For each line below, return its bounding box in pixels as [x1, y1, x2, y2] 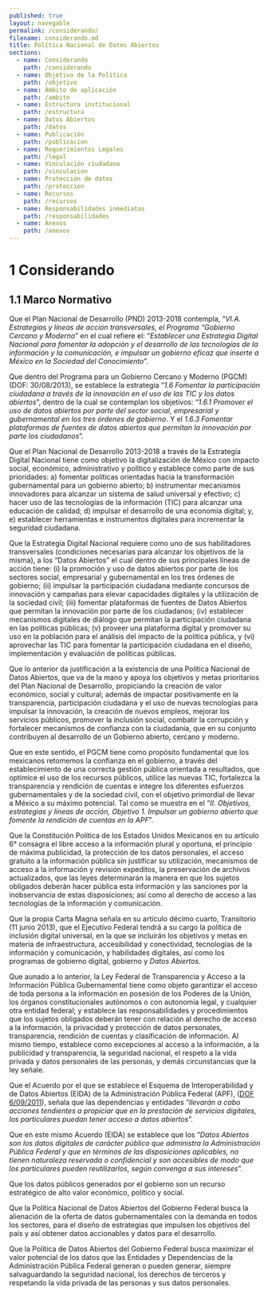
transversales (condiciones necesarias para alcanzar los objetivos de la [9, 547, 244, 556]
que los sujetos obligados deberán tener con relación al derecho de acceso [9, 1014, 258, 1024]
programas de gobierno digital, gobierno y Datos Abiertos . [9, 957, 202, 965]
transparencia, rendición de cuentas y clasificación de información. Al [9, 1031, 238, 1040]
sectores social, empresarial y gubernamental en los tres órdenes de [9, 572, 235, 582]
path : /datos [23, 123, 67, 131]
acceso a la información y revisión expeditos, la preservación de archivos [9, 865, 250, 874]
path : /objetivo [23, 78, 78, 86]
